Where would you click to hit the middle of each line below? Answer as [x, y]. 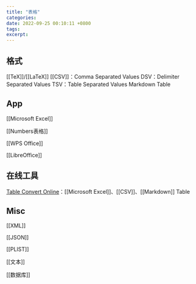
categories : [21, 18]
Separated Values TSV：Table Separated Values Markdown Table [89, 84]
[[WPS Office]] [25, 143]
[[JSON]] [18, 238]
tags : [13, 29]
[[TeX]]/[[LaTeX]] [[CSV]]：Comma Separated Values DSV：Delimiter [93, 76]
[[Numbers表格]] [27, 131]
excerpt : [17, 35]
